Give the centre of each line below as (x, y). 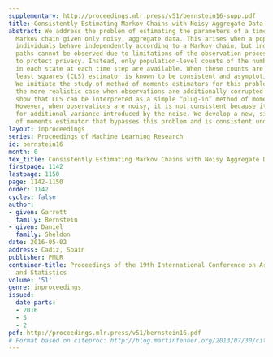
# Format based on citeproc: (58, 340)
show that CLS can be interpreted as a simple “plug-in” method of (132, 99)
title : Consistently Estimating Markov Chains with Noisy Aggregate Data (136, 24)
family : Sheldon (43, 235)
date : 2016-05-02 (38, 243)
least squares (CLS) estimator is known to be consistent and (123, 76)
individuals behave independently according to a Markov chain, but (134, 46)
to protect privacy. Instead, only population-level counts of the (132, 62)
